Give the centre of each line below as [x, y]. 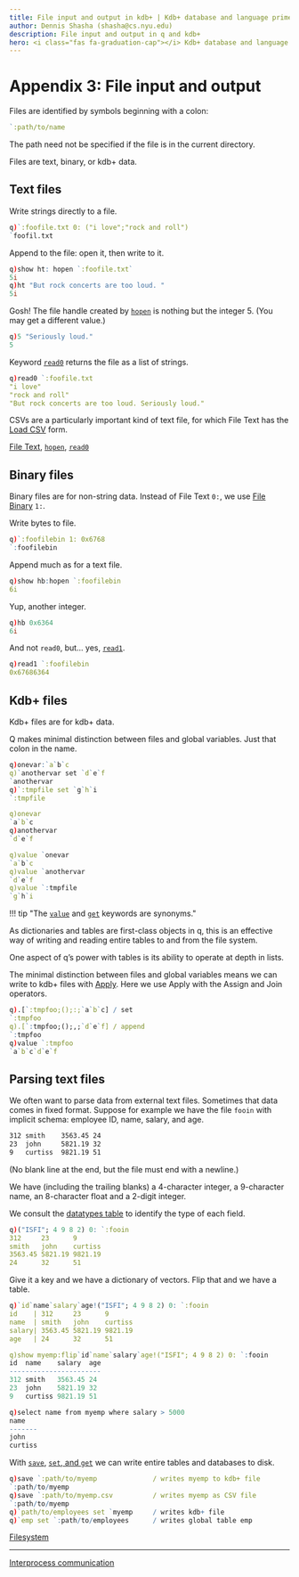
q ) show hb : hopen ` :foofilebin [65, 581]
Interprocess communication [62, 1563]
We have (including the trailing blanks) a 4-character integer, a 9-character [147, 1187]
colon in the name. [43, 748]
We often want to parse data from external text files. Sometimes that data [144, 1100]
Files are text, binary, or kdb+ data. [73, 162]
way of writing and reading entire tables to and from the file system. [133, 940]
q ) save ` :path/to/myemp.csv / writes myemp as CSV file [133, 1495]
